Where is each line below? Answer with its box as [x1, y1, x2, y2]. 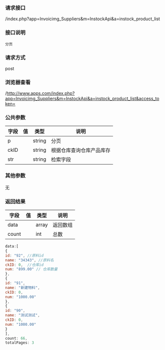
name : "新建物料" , [5, 285, 41, 290]
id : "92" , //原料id [5, 253, 44, 258]
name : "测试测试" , [5, 313, 41, 318]
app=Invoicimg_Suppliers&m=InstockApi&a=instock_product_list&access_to [5, 95, 160, 102]
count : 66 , [5, 336, 28, 341]
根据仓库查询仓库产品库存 [51, 147, 111, 154]
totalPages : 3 [5, 340, 35, 346]
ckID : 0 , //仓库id [5, 262, 44, 267]
